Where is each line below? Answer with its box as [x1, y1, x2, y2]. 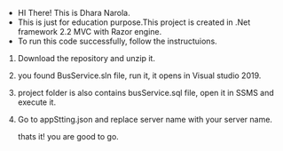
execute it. [17, 97, 56, 107]
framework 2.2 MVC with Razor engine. [17, 27, 162, 36]
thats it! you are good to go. [17, 131, 120, 141]
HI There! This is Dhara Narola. [17, 8, 130, 18]
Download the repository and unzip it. [17, 53, 155, 63]
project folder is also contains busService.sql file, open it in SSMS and [17, 88, 275, 98]
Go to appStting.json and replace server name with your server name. [17, 115, 273, 124]
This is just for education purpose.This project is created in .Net [17, 17, 251, 28]
